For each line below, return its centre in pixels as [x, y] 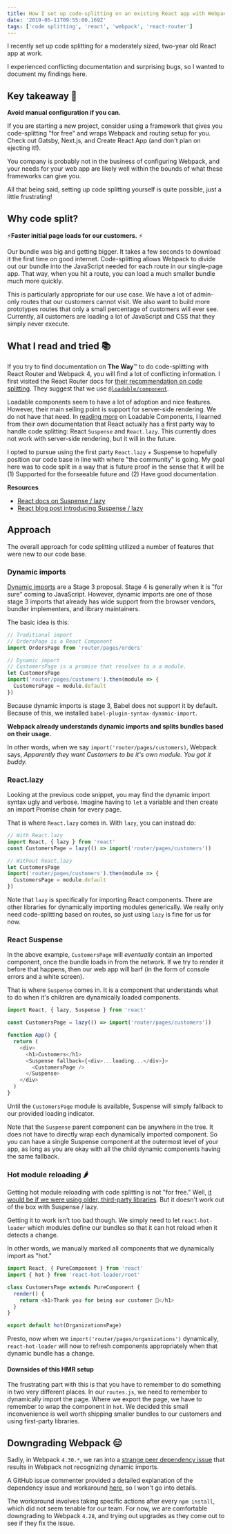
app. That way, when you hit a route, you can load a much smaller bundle [111, 273]
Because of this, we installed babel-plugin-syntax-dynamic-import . [102, 713]
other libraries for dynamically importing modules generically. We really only [116, 907]
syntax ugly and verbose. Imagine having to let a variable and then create [113, 802]
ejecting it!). [24, 148]
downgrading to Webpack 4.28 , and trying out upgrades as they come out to [116, 1516]
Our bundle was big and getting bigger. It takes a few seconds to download [114, 252]
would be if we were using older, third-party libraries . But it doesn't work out [116, 1199]
